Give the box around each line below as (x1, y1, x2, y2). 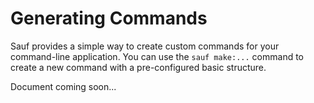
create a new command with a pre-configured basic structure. (10, 61, 267, 73)
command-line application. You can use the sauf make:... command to (10, 50, 304, 62)
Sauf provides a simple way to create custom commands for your (10, 40, 280, 52)
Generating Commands (10, 7, 208, 30)
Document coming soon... (10, 80, 117, 92)
